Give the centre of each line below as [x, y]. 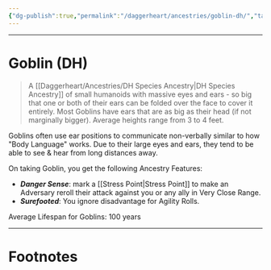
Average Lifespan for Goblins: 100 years [75, 216]
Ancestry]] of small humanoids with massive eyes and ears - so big [140, 94]
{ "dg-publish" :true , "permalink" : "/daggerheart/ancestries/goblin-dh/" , [131, 16]
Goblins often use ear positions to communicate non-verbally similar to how [134, 135]
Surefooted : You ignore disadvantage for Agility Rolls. [110, 201]
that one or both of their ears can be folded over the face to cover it [140, 102]
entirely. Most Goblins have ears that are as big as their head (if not [140, 111]
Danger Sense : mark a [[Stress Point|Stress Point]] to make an [124, 184]
